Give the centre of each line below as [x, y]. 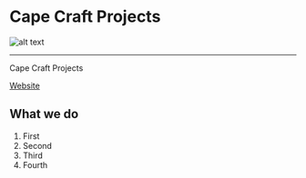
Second [37, 145]
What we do [44, 114]
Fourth [35, 164]
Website [25, 85]
